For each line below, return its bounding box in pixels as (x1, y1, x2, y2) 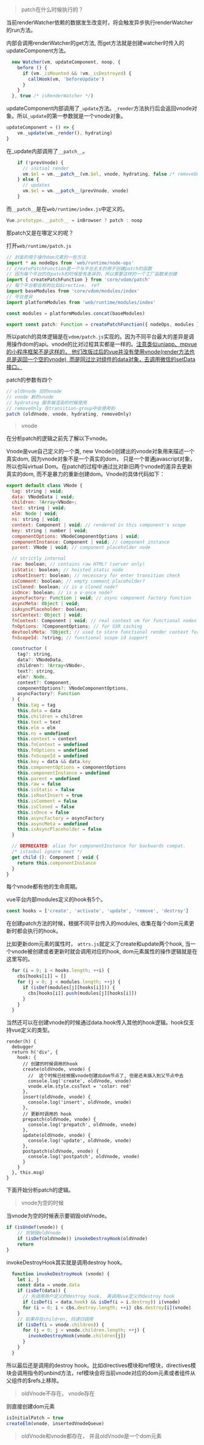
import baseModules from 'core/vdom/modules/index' (6, 288, 140, 294)
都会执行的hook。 (16, 927, 62, 935)
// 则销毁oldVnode (17, 1230, 61, 1236)
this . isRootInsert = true (17, 792, 83, 798)
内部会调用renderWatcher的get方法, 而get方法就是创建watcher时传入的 (6, 39, 185, 46)
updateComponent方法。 (6, 47, 70, 54)
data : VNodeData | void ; (12, 493, 75, 500)
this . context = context (17, 736, 78, 742)
